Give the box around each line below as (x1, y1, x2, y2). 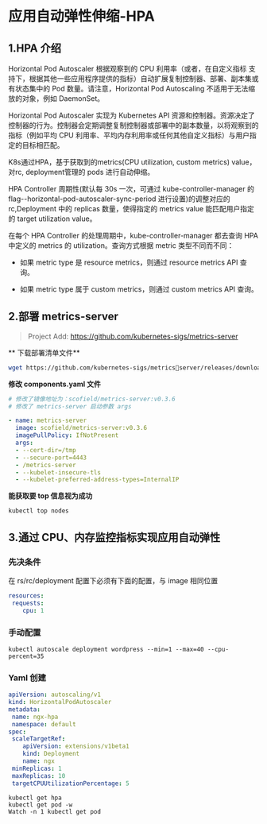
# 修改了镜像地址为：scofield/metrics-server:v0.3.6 (8, 395, 176, 403)
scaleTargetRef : (11, 735, 66, 743)
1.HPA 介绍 (8, 41, 62, 55)
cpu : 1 (22, 606, 44, 614)
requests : (11, 599, 44, 607)
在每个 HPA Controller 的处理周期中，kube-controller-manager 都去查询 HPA (8, 231, 258, 240)
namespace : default (11, 720, 77, 728)
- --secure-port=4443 (15, 454, 87, 462)
